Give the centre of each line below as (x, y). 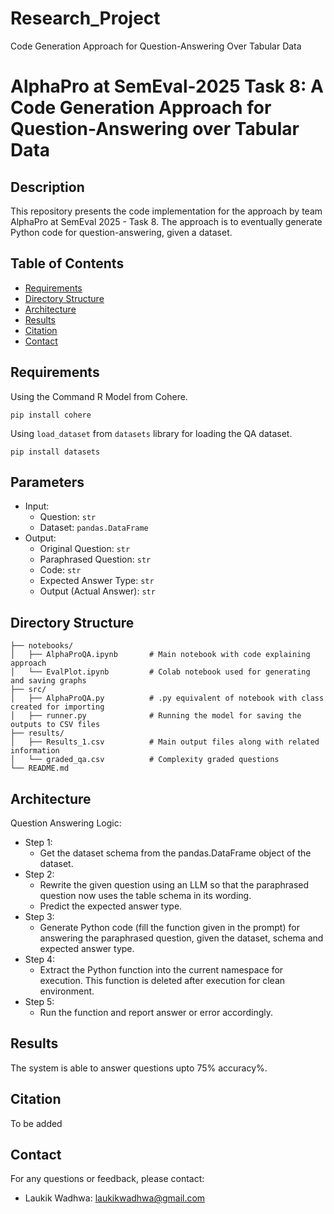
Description (47, 187)
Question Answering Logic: (66, 823)
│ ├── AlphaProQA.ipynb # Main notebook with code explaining (160, 655)
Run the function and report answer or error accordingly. (156, 1012)
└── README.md (40, 768)
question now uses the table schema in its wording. (145, 895)
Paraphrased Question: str (95, 559)
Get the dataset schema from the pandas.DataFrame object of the (175, 853)
